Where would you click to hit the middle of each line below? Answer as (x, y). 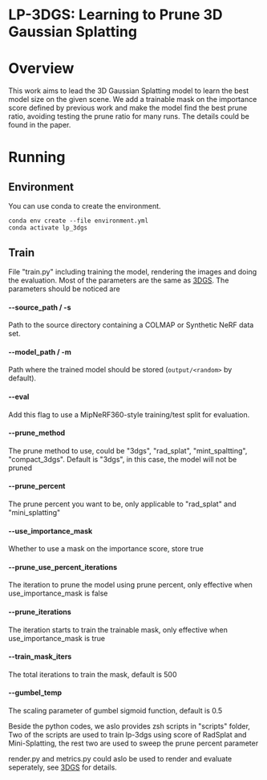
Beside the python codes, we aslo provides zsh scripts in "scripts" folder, (129, 726)
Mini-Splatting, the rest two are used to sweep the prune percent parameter (133, 743)
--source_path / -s (40, 307)
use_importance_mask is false (58, 593)
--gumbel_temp (35, 693)
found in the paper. (40, 125)
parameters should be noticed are (64, 288)
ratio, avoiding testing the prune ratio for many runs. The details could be (129, 116)
